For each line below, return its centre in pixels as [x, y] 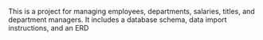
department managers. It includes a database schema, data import [118, 20]
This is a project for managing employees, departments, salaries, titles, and [131, 11]
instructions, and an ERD [49, 28]
